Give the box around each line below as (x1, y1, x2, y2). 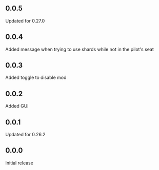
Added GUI (5, 103, 29, 109)
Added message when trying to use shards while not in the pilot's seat (5, 46, 154, 52)
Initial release (5, 160, 33, 166)
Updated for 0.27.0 (5, 17, 45, 24)
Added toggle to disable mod (5, 74, 67, 81)
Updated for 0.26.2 (5, 132, 46, 138)
